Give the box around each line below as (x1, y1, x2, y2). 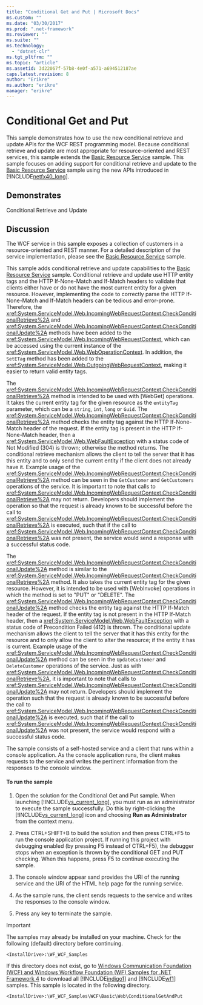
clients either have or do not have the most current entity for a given (6, 284, 177, 291)
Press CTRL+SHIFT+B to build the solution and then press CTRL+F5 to (15, 829, 190, 836)
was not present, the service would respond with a (48, 726, 175, 734)
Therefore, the (6, 303, 42, 311)
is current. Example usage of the (6, 643, 88, 650)
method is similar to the (48, 566, 107, 573)
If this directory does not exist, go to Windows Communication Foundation (6, 962, 192, 969)
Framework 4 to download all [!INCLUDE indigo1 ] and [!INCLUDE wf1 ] (6, 975, 176, 982)
